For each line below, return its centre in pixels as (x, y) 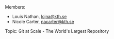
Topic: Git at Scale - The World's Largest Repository (57, 31)
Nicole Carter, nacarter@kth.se (43, 22)
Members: (15, 7)
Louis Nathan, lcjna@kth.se (39, 16)
